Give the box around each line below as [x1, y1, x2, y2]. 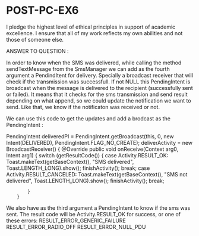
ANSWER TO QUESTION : [6, 47, 70, 54]
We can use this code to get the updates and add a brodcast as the [6, 114, 171, 122]
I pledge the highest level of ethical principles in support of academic [6, 23, 176, 30]
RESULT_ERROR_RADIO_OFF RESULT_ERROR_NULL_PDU [6, 223, 146, 230]
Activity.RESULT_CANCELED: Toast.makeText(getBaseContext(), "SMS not [6, 170, 188, 178]
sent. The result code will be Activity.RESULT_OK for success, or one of [6, 210, 181, 218]
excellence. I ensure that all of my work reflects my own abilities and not [6, 29, 183, 36]
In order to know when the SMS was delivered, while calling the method [6, 59, 182, 66]
